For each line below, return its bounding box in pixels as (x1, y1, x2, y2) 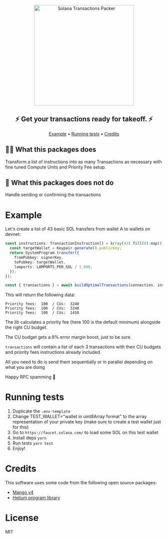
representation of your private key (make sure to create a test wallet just (12, 419, 161, 425)
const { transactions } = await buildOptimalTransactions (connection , (5, 283, 155, 288)
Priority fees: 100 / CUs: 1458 (5, 310, 79, 316)
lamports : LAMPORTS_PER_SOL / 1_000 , (14, 264, 93, 270)
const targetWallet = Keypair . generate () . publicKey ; (9, 246, 122, 251)
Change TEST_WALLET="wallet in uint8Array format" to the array (12, 414, 147, 420)
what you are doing (5, 364, 45, 370)
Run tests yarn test (12, 440, 53, 446)
